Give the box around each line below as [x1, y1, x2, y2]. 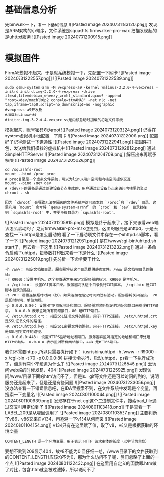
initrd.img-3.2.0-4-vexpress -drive [20, 89, 95, 94]
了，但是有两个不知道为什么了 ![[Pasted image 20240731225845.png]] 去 [5, 361, 152, 367]
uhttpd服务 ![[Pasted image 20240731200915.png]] [9, 34, 112, 40]
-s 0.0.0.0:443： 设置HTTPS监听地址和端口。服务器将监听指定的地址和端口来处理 [5, 334, 151, 339]
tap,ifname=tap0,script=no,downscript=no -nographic [5, 102, 115, 107]
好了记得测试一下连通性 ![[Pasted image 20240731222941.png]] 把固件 [5, 139, 147, 145]
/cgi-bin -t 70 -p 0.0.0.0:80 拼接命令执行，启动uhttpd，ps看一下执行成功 [8, 355, 155, 361]
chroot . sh [5, 190, 29, 195]
